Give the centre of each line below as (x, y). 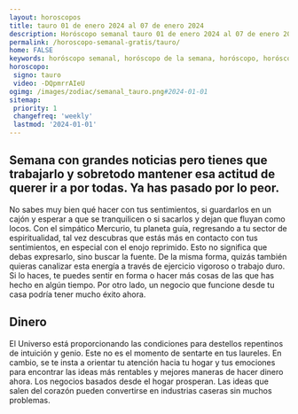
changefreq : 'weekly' (53, 116)
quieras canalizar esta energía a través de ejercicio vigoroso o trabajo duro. (147, 266)
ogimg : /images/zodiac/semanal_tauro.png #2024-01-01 (109, 91)
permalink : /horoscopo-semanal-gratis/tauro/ (94, 42)
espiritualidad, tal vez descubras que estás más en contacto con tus (134, 238)
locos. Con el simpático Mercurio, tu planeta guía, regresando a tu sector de (148, 228)
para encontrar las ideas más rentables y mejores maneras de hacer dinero (146, 371)
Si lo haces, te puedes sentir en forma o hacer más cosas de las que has (142, 275)
